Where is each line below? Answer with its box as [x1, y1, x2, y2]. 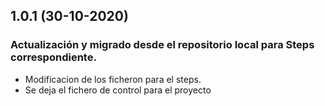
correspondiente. [10, 50, 97, 64]
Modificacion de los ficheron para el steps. [24, 73, 202, 85]
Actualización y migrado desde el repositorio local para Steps [10, 38, 315, 52]
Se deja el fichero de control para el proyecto [24, 84, 212, 96]
